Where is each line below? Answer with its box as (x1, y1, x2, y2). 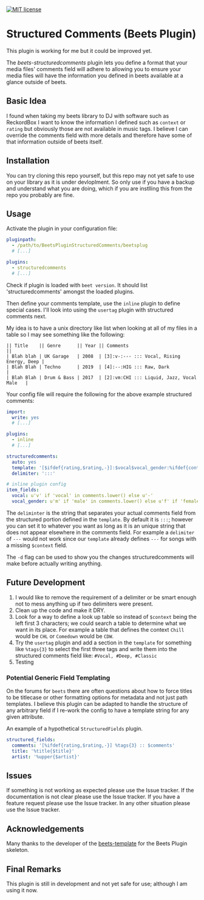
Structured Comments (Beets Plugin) (6, 27, 196, 41)
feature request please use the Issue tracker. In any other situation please (6, 800, 190, 807)
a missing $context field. (6, 542, 68, 549)
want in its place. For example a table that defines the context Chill (15, 626, 185, 633)
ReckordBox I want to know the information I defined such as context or (6, 119, 186, 126)
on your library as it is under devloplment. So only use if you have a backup (6, 178, 195, 186)
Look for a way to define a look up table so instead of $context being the (15, 613, 197, 620)
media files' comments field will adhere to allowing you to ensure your (6, 65, 182, 72)
